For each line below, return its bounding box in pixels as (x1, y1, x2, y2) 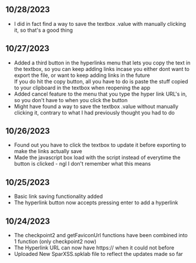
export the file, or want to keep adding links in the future (13, 72, 150, 79)
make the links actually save (13, 148, 83, 155)
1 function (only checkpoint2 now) (13, 238, 97, 245)
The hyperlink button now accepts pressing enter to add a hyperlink (13, 199, 178, 206)
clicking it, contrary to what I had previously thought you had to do (13, 109, 175, 116)
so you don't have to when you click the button (13, 96, 128, 103)
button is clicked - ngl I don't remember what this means (13, 160, 151, 167)
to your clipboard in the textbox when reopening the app (13, 84, 151, 91)
